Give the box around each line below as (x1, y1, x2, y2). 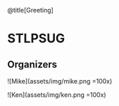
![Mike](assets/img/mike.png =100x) (7, 77, 113, 85)
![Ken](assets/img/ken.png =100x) (7, 91, 107, 99)
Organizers (7, 58, 58, 70)
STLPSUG (7, 31, 65, 46)
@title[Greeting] (7, 6, 54, 14)
